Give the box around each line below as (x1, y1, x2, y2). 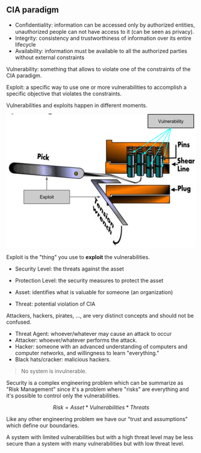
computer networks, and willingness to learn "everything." (14, 350, 159, 357)
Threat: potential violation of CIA (14, 300, 96, 307)
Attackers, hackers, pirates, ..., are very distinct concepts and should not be (6, 312, 194, 320)
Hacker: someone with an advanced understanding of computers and (14, 343, 188, 350)
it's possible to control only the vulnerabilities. (6, 392, 120, 399)
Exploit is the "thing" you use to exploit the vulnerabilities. (6, 254, 150, 261)
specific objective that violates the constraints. (6, 90, 122, 97)
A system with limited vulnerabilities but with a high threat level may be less (6, 434, 194, 441)
